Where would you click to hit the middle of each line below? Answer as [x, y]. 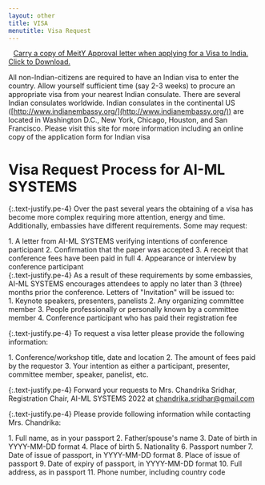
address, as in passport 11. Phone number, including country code [117, 472]
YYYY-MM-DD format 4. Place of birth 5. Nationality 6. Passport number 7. [131, 447]
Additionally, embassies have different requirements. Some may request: [128, 226]
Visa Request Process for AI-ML [117, 170]
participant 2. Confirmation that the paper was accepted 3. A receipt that [128, 250]
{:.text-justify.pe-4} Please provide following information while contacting [129, 414]
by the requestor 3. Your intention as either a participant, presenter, [119, 366]
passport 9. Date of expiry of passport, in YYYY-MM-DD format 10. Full [125, 464]
